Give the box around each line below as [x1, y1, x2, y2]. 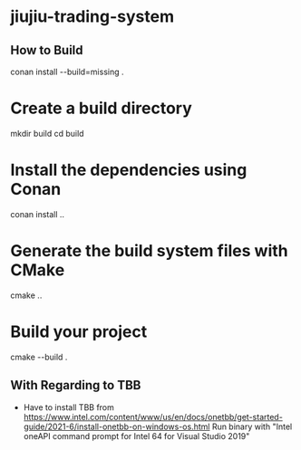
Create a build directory [10, 98, 193, 119]
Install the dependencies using [10, 160, 248, 180]
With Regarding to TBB [10, 378, 141, 393]
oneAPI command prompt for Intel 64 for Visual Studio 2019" [23, 430, 250, 441]
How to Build [10, 43, 84, 58]
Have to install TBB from [23, 401, 114, 413]
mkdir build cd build [10, 128, 84, 139]
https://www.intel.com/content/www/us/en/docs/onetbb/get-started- [23, 411, 284, 422]
